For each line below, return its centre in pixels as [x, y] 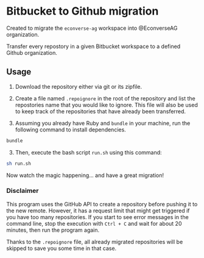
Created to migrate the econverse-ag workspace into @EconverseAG [92, 28]
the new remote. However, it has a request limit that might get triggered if [98, 211]
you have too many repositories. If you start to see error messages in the [97, 217]
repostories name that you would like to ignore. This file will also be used [106, 105]
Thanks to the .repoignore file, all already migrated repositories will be [95, 242]
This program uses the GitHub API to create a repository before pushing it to [102, 204]
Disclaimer [23, 191]
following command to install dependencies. [70, 130]
